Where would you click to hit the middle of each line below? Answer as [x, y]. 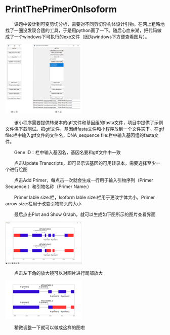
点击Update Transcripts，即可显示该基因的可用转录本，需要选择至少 [85, 163]
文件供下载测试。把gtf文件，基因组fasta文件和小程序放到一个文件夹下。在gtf [85, 129]
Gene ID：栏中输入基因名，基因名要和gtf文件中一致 [68, 152]
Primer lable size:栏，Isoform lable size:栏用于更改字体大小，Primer [85, 197]
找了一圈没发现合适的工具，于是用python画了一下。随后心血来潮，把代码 [81, 30]
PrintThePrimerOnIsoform [61, 9]
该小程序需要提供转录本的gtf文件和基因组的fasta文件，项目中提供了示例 [89, 122]
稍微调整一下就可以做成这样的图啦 [50, 327]
